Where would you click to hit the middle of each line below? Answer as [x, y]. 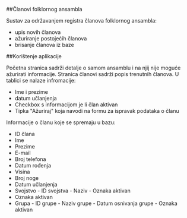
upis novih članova [38, 32]
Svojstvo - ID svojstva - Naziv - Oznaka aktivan [72, 191]
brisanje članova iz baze [44, 45]
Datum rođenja [33, 165]
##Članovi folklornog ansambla [44, 9]
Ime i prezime [31, 92]
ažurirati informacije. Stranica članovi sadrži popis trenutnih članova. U [93, 74]
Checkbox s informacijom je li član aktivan [66, 105]
